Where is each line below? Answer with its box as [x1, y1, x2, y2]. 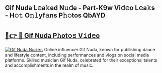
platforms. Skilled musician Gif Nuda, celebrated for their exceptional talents [5, 58, 158, 63]
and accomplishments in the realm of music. [5, 62, 94, 68]
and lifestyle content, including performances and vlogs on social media [5, 52, 149, 58]
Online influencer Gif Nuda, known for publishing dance [44, 47, 155, 52]
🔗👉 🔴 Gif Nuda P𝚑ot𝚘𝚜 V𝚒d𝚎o [5, 31, 100, 40]
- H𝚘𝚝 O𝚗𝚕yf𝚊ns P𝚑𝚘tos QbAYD [5, 12, 106, 20]
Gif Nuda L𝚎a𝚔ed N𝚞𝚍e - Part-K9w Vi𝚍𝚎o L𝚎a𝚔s [5, 4, 155, 12]
